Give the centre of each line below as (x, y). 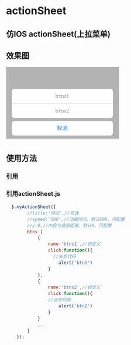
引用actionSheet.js (33, 193)
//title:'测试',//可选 (53, 213)
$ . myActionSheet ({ (34, 207)
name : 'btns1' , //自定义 (74, 244)
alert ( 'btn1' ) (75, 263)
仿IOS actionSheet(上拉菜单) (58, 34)
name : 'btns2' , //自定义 (74, 287)
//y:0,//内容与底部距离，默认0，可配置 (70, 225)
